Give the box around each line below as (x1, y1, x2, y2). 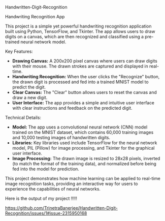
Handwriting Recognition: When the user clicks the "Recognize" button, (12, 74, 160, 79)
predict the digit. (12, 84, 46, 90)
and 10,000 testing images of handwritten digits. (12, 135, 111, 140)
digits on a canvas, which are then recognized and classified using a (5, 34, 144, 39)
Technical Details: (5, 115, 41, 120)
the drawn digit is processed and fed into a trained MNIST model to (12, 79, 149, 85)
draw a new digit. (12, 95, 48, 100)
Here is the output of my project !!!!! (5, 195, 77, 201)
